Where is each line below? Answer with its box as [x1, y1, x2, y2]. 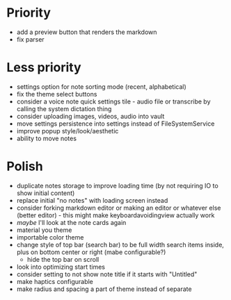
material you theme [16, 226, 72, 234]
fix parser [16, 35, 45, 43]
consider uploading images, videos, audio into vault [16, 112, 165, 120]
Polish [6, 158, 43, 174]
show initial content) [16, 189, 75, 197]
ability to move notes [16, 134, 77, 142]
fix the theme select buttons [16, 90, 97, 98]
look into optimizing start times [16, 262, 106, 271]
